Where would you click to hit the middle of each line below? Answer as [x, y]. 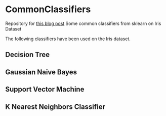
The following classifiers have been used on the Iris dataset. [68, 39]
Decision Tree [27, 55]
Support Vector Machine [45, 89]
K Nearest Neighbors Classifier [55, 107]
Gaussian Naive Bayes [41, 72]
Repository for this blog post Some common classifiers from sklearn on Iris [83, 23]
